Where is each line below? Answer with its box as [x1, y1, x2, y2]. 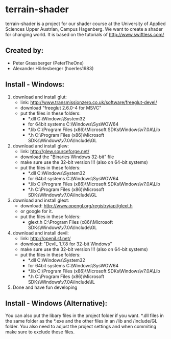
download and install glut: [12, 94, 67, 100]
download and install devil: [12, 229, 69, 236]
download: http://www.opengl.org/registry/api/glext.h [20, 202, 133, 208]
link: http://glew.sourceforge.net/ [20, 148, 90, 154]
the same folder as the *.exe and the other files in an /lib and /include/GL [5, 318, 158, 324]
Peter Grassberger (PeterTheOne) [12, 60, 84, 66]
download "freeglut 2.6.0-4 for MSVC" [20, 104, 102, 111]
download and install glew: [12, 142, 69, 149]
